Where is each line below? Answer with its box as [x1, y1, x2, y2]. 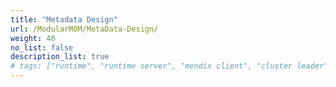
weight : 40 [10, 33, 56, 43]
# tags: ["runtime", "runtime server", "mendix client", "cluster [10, 61, 293, 71]
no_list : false [10, 42, 74, 53]
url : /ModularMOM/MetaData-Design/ [10, 24, 159, 34]
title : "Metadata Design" [10, 14, 118, 25]
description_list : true [10, 52, 110, 62]
